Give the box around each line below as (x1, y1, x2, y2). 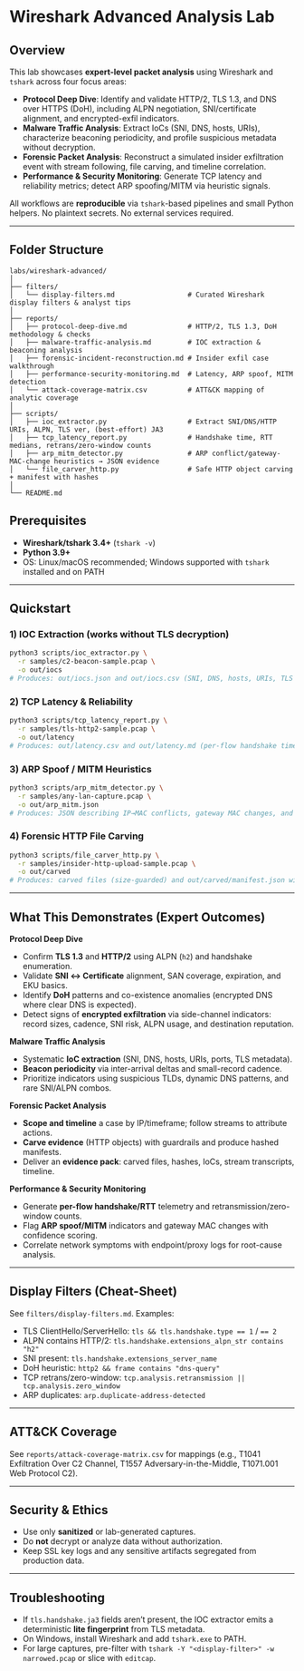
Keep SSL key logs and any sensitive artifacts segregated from (22, 1546, 257, 1557)
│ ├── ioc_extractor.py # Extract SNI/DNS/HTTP (9, 417, 278, 426)
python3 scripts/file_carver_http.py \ (9, 850, 160, 860)
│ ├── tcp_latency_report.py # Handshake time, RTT (9, 432, 273, 442)
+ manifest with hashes (9, 472, 100, 481)
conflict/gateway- (211, 449, 281, 458)
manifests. (22, 1147, 62, 1158)
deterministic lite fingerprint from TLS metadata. (22, 1624, 205, 1635)
